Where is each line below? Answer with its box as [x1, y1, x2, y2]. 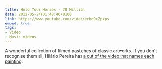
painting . [5, 58, 23, 64]
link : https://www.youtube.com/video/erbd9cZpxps [5, 16, 110, 21]
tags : [5, 25, 16, 30]
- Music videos [5, 35, 37, 40]
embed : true [5, 21, 30, 26]
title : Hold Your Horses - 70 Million [5, 7, 85, 12]
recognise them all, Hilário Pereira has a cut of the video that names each [5, 53, 155, 59]
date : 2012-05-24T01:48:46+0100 [5, 12, 72, 17]
